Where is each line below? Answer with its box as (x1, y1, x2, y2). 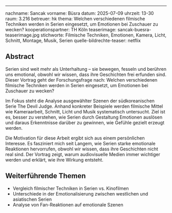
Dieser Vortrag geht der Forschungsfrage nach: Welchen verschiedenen (5, 76, 158, 83)
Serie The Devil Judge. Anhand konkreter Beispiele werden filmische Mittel (5, 103, 163, 109)
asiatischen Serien (12, 196, 52, 202)
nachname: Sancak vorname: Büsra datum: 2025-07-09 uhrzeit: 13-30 (5, 10, 154, 16)
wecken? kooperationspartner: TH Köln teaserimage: (5, 27, 117, 32)
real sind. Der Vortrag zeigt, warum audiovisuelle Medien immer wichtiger (5, 151, 160, 157)
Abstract (5, 52, 34, 61)
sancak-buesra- (117, 27, 152, 32)
